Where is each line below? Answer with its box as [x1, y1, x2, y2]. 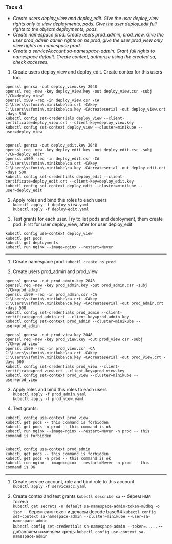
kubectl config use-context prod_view [5, 415, 88, 421]
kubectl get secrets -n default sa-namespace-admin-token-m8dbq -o [12, 504, 160, 510]
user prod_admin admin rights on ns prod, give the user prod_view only [12, 37, 163, 43]
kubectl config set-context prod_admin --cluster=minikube [5, 319, 134, 324]
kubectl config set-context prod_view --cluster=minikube [5, 373, 132, 378]
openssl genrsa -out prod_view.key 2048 [5, 333, 93, 338]
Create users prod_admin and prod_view [12, 268, 98, 275]
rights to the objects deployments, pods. [12, 26, 98, 32]
